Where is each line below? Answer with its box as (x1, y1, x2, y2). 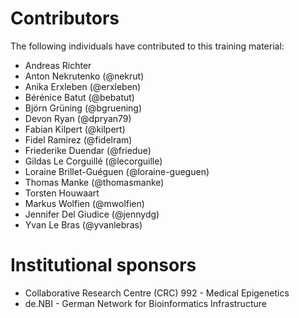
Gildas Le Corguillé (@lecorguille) (24, 155, 163, 167)
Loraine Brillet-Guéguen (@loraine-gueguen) (24, 165, 210, 177)
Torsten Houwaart (24, 187, 100, 199)
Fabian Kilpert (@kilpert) (24, 123, 126, 135)
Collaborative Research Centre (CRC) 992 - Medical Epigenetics (24, 287, 290, 299)
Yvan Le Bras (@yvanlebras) (24, 218, 143, 231)
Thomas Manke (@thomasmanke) (24, 176, 165, 188)
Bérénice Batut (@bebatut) (24, 91, 135, 103)
